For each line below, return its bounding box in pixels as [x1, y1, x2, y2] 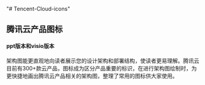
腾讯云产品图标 [6, 24, 63, 35]
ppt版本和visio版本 [6, 42, 55, 49]
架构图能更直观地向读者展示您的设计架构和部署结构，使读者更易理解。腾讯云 [6, 57, 199, 64]
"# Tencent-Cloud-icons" [6, 5, 70, 12]
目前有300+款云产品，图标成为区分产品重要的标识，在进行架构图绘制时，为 [6, 64, 197, 72]
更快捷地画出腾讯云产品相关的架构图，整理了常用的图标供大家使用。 [6, 72, 178, 80]
